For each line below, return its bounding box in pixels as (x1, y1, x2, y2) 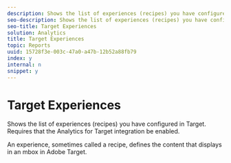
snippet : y (7, 67, 38, 74)
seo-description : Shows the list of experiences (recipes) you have (7, 17, 208, 23)
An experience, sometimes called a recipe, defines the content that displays (7, 140, 222, 149)
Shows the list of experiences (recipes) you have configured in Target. (7, 120, 206, 128)
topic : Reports (7, 42, 51, 49)
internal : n (7, 61, 41, 68)
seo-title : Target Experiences (7, 23, 97, 30)
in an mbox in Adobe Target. (7, 148, 87, 156)
